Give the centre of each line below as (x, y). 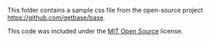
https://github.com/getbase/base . (56, 17)
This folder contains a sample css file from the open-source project (105, 10)
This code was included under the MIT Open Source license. (95, 31)
